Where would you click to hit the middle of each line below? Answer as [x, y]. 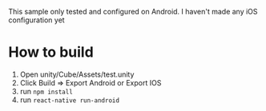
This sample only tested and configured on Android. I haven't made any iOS [133, 12]
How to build [51, 52]
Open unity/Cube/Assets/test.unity [77, 74]
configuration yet [37, 20]
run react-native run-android [70, 100]
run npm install [46, 91]
